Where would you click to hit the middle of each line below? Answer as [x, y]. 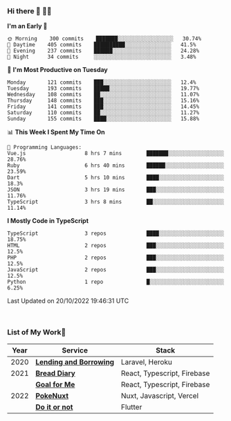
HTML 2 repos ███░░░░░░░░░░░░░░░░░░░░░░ [116, 246]
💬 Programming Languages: [44, 147]
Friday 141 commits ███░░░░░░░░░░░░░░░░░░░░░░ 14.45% [103, 107]
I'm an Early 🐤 [27, 26]
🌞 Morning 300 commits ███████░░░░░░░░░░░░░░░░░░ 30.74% [104, 39]
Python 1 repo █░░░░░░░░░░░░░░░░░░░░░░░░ [116, 282]
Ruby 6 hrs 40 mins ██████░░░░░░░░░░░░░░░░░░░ [116, 165]
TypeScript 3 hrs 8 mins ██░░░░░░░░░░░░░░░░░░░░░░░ [116, 202]
